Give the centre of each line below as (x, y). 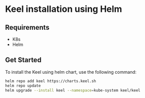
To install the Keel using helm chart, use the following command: (71, 72)
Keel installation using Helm (64, 9)
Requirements (27, 27)
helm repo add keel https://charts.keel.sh (51, 81)
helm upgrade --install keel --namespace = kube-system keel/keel (73, 90)
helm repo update (23, 86)
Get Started (23, 60)
